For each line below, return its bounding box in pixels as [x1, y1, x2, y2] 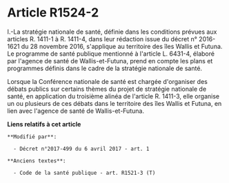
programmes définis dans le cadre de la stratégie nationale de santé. [7, 64, 202, 72]
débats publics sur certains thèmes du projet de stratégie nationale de [7, 85, 207, 93]
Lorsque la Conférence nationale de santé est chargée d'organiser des [7, 77, 208, 85]
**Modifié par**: [7, 133, 57, 140]
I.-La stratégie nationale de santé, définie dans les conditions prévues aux [7, 28, 217, 36]
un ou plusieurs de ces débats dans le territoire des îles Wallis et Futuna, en [7, 99, 222, 107]
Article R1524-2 [7, 5, 99, 21]
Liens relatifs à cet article [7, 120, 81, 128]
